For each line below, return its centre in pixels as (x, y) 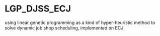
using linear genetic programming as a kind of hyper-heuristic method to (80, 22)
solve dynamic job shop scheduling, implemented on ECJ (64, 27)
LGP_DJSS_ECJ (38, 9)
